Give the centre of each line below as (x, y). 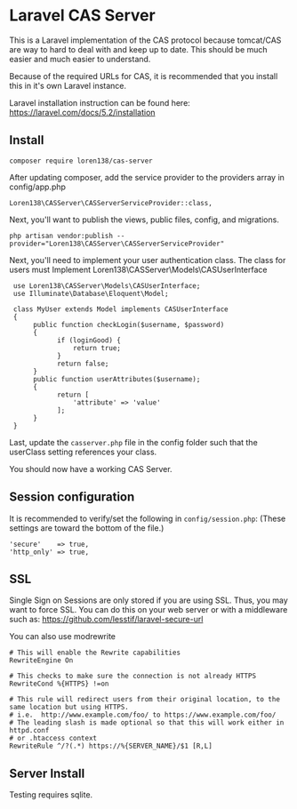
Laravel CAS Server (82, 16)
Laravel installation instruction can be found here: (100, 102)
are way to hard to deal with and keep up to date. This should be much (139, 49)
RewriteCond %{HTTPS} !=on (59, 684)
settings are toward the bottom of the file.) (87, 528)
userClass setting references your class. (83, 452)
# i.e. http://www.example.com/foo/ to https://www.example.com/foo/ (143, 715)
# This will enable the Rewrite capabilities (95, 653)
